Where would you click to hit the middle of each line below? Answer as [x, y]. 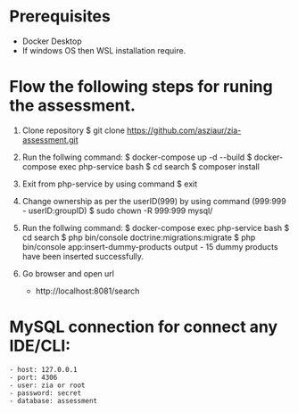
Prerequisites [60, 17]
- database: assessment [54, 401]
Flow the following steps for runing [141, 87]
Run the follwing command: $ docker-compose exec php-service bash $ [156, 227]
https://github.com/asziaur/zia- [184, 130]
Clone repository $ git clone [73, 130]
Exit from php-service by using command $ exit [110, 184]
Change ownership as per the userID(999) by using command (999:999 [154, 201]
